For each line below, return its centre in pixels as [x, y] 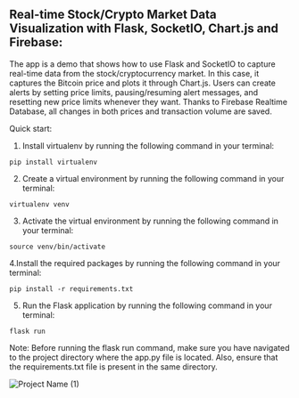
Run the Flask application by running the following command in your [147, 305]
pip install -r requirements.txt [71, 288]
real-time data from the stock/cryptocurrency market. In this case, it [134, 73]
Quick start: [30, 128]
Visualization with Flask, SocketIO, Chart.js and [144, 29]
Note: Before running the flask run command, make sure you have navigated [149, 347]
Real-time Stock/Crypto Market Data [113, 15]
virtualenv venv [39, 204]
